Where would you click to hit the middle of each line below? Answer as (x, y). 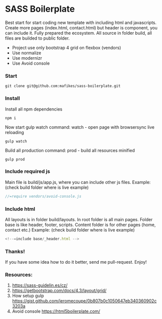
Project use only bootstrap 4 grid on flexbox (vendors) (66, 47)
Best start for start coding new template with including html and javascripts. (81, 23)
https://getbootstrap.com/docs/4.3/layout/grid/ (59, 291)
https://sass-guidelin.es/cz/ (40, 285)
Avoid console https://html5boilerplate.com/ (56, 311)
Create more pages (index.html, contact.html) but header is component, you (81, 27)
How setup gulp (28, 296)
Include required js (27, 171)
